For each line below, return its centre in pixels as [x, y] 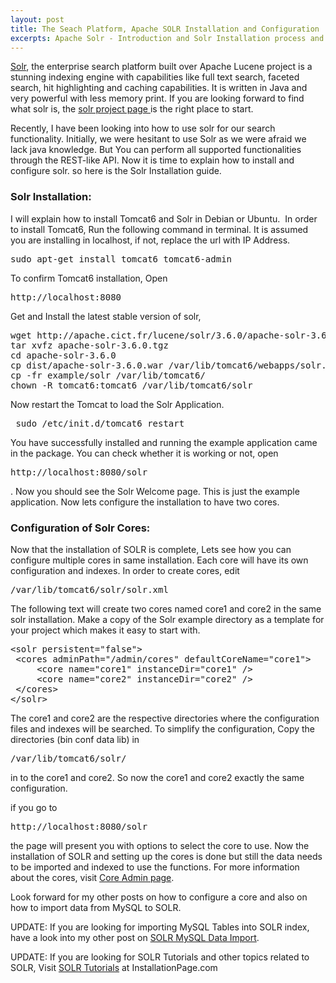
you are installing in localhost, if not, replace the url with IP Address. [150, 240]
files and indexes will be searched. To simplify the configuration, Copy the [163, 728]
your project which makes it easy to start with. [105, 630]
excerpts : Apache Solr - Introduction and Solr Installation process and [167, 38]
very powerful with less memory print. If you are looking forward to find [157, 98]
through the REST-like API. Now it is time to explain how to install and [152, 160]
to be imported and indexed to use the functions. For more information [155, 867]
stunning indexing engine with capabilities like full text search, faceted [155, 77]
